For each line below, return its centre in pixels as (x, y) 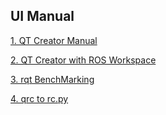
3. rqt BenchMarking (52, 79)
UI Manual (42, 16)
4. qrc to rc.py (39, 98)
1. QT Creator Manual (54, 40)
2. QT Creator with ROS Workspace (83, 60)
